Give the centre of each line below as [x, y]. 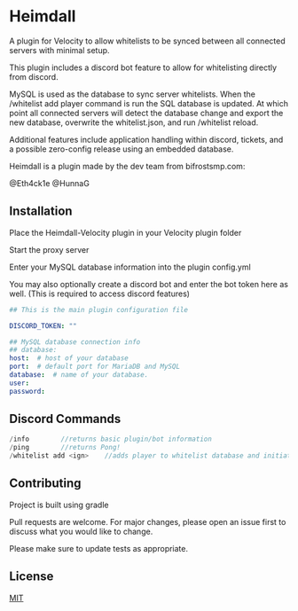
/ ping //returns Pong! [65, 448]
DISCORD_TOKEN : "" [43, 325]
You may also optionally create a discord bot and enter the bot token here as [149, 284]
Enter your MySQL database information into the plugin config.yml [130, 267]
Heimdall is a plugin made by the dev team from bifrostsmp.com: [127, 166]
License [31, 577]
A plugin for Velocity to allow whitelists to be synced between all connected [147, 41]
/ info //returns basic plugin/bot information [111, 439]
